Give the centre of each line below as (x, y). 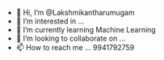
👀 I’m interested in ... (50, 21)
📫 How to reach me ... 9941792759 (75, 47)
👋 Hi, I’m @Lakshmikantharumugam (75, 13)
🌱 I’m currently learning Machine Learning (86, 30)
